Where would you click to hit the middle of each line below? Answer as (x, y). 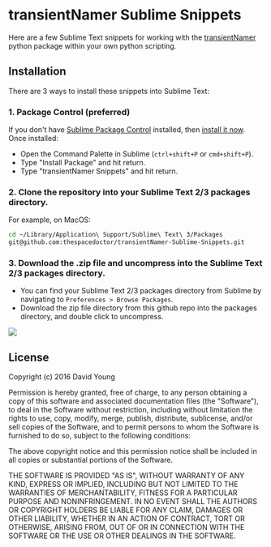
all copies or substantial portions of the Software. (90, 460)
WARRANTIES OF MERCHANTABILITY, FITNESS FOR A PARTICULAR (123, 493)
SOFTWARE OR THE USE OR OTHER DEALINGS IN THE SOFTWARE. (122, 536)
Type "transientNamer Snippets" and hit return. (99, 171)
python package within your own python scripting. (92, 45)
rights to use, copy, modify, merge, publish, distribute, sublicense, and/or (131, 418)
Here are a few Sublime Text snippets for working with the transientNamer (132, 37)
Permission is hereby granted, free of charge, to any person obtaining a (128, 393)
